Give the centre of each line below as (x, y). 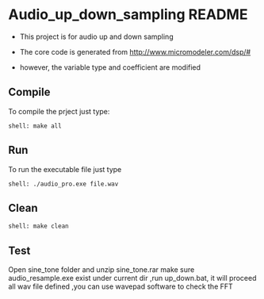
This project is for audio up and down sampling (96, 36)
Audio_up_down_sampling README (128, 15)
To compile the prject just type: (59, 111)
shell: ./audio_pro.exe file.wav (63, 184)
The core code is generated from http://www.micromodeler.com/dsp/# (135, 52)
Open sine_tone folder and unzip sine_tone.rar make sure (101, 270)
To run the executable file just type (65, 169)
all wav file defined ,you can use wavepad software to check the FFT (121, 286)
